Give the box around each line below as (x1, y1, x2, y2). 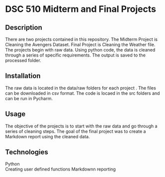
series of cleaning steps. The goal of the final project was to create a (5, 128, 146, 134)
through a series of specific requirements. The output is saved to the (5, 52, 146, 58)
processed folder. (5, 58, 41, 63)
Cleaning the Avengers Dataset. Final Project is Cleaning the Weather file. (5, 42, 156, 48)
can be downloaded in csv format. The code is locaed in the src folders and (5, 90, 160, 96)
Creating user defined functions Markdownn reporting (5, 166, 116, 172)
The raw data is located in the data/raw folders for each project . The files (5, 85, 157, 91)
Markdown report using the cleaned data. (5, 133, 90, 139)
